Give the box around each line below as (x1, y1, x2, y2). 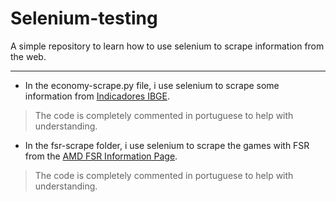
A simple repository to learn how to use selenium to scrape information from (10, 40, 325, 52)
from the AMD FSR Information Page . (24, 150, 178, 162)
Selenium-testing (10, 7, 158, 30)
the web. (10, 50, 47, 62)
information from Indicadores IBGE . (24, 90, 170, 102)
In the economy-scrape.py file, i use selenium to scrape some (24, 79, 280, 91)
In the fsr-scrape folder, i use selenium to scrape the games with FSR (24, 139, 310, 151)
